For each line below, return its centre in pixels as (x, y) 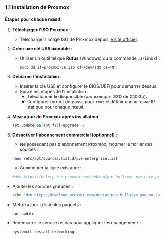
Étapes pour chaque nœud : (34, 19)
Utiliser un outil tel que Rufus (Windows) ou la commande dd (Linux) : (90, 58)
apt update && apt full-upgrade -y (49, 125)
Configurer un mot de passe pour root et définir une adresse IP (91, 102)
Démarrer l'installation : (37, 77)
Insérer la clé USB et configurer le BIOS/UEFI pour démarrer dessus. (89, 86)
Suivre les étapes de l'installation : (54, 91)
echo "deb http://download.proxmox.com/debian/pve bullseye (75, 195)
